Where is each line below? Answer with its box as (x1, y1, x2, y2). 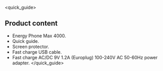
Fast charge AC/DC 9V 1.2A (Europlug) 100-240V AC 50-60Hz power (12, 54, 158, 60)
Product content (5, 19, 58, 28)
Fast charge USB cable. (12, 49, 62, 55)
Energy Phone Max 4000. (12, 33, 66, 39)
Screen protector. (12, 43, 50, 50)
